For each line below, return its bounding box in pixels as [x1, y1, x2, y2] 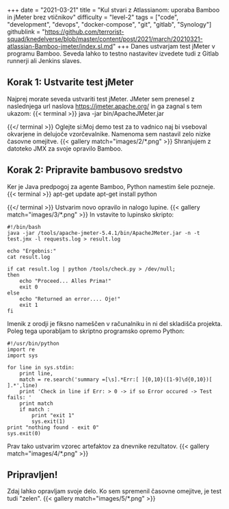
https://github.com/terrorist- [44, 27, 124, 36]
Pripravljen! [7, 469, 58, 481]
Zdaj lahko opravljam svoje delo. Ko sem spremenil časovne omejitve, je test [7, 487, 222, 495]
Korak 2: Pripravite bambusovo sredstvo [7, 164, 183, 176]
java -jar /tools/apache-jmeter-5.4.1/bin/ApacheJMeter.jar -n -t [7, 229, 200, 236]
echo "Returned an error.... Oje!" [19, 295, 121, 302]
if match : [19, 406, 51, 413]
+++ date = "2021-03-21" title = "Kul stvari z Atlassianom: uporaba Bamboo [7, 6, 220, 14]
